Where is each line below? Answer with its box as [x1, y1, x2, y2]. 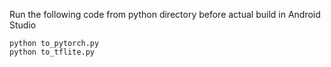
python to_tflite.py [9, 47, 96, 57]
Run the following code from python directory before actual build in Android [9, 9, 321, 20]
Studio [9, 19, 37, 31]
